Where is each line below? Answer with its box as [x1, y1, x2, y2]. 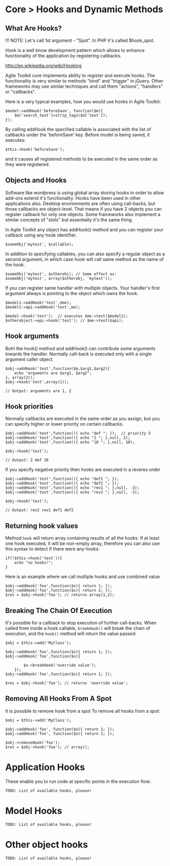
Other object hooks [5, 838, 88, 850]
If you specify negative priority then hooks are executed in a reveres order [5, 466, 161, 473]
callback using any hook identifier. [5, 232, 77, 238]
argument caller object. [5, 356, 54, 362]
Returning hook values [5, 521, 79, 530]
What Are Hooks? [5, 24, 62, 33]
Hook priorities [5, 402, 54, 411]
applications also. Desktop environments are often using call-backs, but [5, 200, 156, 206]
